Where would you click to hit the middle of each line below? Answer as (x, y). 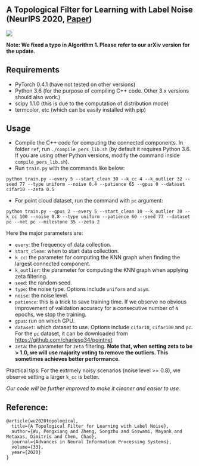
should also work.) (38, 97)
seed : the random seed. (43, 283)
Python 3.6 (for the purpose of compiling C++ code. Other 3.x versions (102, 91)
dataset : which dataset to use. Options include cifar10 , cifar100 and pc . (104, 327)
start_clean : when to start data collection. (67, 251)
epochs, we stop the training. (51, 315)
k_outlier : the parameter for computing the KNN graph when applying (102, 270)
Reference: (27, 407)
